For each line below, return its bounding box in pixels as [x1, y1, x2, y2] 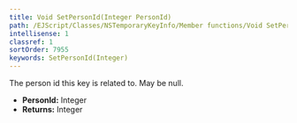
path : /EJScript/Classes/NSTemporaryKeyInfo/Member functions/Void [9, 21, 263, 30]
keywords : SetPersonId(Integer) [9, 54, 128, 62]
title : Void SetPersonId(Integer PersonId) [9, 12, 172, 22]
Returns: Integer [21, 105, 83, 114]
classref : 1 [9, 37, 53, 47]
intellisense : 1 [9, 29, 69, 38]
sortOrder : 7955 [9, 46, 69, 54]
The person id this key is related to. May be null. [9, 78, 184, 88]
